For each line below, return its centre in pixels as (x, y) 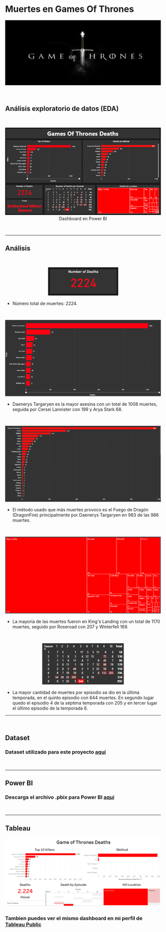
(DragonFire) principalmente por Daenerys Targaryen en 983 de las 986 (85, 515)
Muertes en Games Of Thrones (70, 9)
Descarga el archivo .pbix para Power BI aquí (60, 797)
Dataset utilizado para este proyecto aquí (56, 752)
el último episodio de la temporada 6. (50, 708)
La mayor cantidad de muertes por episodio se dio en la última (76, 692)
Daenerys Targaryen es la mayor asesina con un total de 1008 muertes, (85, 404)
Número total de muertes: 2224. (45, 303)
